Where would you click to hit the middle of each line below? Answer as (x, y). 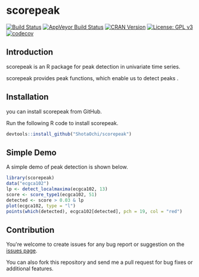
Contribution (30, 230)
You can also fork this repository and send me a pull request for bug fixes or (99, 262)
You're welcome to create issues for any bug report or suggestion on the (95, 244)
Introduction (30, 52)
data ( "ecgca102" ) (28, 184)
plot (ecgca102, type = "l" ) (41, 206)
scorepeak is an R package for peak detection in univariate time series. (93, 66)
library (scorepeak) (30, 178)
